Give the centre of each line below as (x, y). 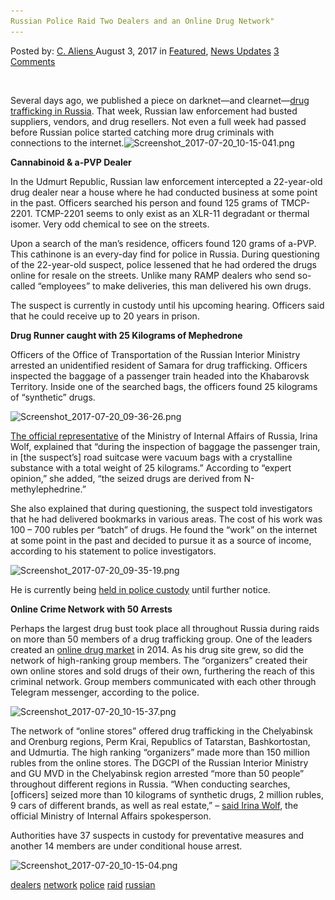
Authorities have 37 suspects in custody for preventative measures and (157, 835)
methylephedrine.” (48, 489)
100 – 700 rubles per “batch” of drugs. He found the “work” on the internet (164, 529)
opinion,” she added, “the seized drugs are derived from (126, 478)
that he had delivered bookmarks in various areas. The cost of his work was (166, 519)
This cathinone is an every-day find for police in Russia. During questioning (165, 254)
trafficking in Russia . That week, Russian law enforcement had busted (154, 111)
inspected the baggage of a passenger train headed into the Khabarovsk (160, 376)
